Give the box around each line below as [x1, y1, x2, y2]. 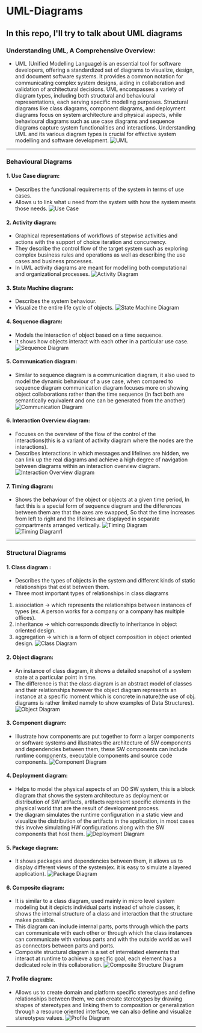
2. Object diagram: [6, 654, 54, 661]
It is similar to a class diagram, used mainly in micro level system [14, 897, 176, 905]
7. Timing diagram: [6, 482, 54, 490]
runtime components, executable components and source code [14, 752, 173, 759]
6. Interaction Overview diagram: [6, 417, 91, 424]
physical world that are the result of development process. [14, 804, 160, 811]
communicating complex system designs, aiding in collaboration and [14, 79, 185, 86]
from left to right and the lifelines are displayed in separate [14, 515, 160, 522]
